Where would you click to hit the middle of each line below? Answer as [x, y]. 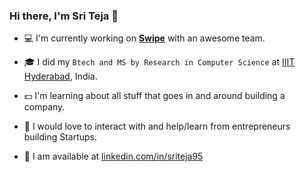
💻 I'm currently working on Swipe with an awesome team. [144, 38]
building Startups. [60, 137]
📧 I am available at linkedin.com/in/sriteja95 [113, 156]
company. [44, 107]
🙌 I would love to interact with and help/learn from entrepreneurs [157, 126]
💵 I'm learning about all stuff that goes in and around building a [154, 96]
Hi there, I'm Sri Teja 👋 [64, 16]
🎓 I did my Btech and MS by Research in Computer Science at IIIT [159, 62]
